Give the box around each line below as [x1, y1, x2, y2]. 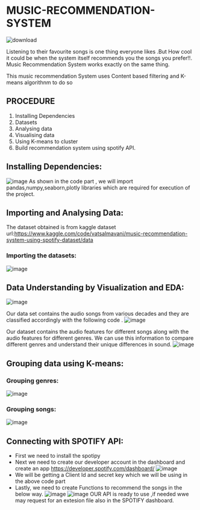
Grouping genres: [6, 376, 59, 385]
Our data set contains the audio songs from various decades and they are [6, 310, 189, 318]
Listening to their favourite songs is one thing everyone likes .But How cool [6, 48, 192, 55]
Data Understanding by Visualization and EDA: [6, 283, 185, 293]
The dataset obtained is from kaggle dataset [6, 224, 116, 231]
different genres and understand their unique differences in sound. [6, 341, 172, 348]
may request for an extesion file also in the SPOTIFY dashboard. [14, 497, 174, 504]
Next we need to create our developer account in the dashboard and [14, 458, 186, 466]
